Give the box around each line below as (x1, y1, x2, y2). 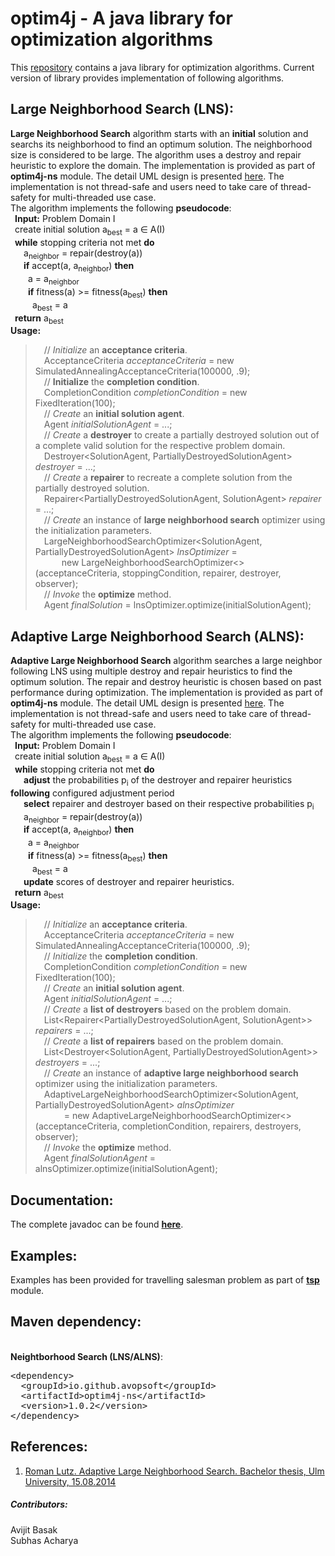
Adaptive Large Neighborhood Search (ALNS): (10, 628, 305, 645)
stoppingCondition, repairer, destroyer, (121, 567, 282, 579)
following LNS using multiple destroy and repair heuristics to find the (10, 665, 293, 677)
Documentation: (10, 1192, 114, 1209)
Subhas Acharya (10, 1534, 79, 1546)
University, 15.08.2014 (24, 1475, 117, 1487)
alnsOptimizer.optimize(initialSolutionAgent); (34, 1163, 218, 1175)
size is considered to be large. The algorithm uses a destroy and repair (10, 148, 302, 161)
